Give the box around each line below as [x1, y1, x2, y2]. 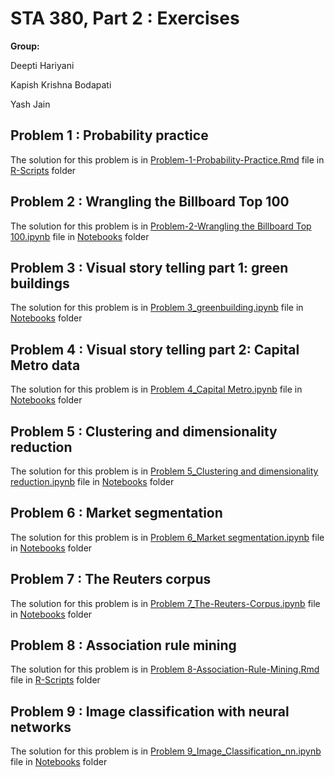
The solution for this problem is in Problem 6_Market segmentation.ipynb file [10, 531, 325, 543]
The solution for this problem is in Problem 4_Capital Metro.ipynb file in [10, 383, 303, 396]
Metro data [10, 357, 81, 374]
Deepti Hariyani [10, 59, 75, 71]
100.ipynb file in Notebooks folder [10, 230, 150, 242]
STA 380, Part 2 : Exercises [10, 7, 240, 30]
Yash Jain [10, 98, 51, 110]
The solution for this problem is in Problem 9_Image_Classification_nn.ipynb [10, 745, 322, 757]
